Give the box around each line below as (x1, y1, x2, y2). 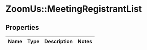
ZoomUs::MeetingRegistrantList (5, 3, 142, 15)
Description (44, 38, 73, 45)
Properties (5, 23, 39, 32)
